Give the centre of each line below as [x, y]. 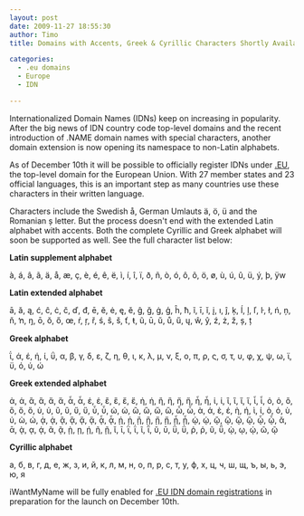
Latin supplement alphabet [61, 257]
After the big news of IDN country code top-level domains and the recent [146, 128]
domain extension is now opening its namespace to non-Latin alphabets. [145, 147]
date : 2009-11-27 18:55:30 [60, 26]
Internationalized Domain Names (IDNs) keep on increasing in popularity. [145, 118]
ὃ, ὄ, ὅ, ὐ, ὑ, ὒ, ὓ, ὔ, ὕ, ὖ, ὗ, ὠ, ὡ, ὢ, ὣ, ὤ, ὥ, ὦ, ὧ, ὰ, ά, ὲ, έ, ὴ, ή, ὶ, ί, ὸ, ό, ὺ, [151, 410]
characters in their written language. [77, 193]
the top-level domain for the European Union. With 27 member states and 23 [152, 174]
